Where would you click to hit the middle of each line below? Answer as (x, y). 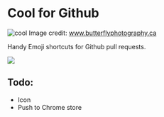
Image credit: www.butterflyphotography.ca (93, 33)
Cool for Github (53, 13)
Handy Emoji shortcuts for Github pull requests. (77, 46)
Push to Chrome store (50, 107)
